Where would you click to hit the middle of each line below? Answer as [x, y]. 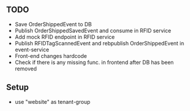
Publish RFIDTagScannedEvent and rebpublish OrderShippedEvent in [99, 43]
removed [26, 69]
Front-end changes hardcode [51, 55]
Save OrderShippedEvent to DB [53, 24]
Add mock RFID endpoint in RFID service [65, 37]
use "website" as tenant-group [52, 101]
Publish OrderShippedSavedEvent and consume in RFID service [93, 30]
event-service [32, 50]
